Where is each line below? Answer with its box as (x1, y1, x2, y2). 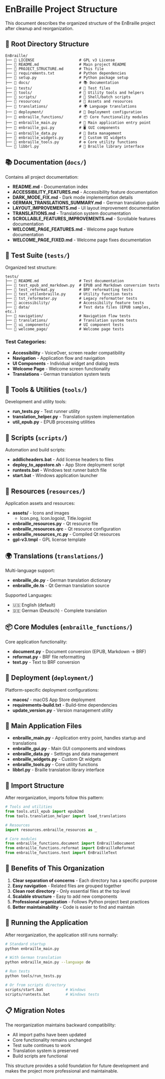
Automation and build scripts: (5, 447, 66, 453)
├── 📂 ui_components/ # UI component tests (5, 322, 124, 327)
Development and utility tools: (5, 399, 66, 405)
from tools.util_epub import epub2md (5, 809, 84, 814)
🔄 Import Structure (5, 781, 64, 790)
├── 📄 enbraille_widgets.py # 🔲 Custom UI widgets (5, 135, 126, 140)
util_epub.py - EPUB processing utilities (12, 419, 95, 425)
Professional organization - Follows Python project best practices (12, 898, 149, 904)
